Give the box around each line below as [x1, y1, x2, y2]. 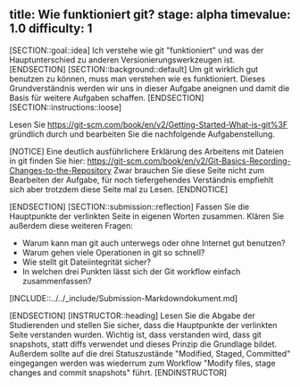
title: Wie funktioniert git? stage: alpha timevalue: [9, 7, 291, 22]
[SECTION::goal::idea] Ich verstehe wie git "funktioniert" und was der [9, 45, 264, 55]
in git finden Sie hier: [9, 156, 86, 166]
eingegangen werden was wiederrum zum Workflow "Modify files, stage [9, 358, 276, 368]
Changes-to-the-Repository [9, 164, 112, 175]
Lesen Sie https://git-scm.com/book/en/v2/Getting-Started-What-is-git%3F [9, 119, 288, 130]
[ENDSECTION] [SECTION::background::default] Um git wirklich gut [9, 63, 259, 74]
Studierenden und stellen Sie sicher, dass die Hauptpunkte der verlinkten [9, 319, 278, 330]
